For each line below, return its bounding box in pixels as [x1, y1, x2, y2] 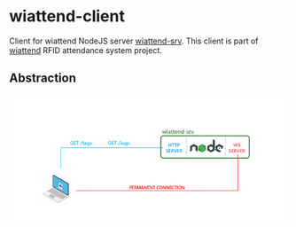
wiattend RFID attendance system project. [9, 44, 162, 55]
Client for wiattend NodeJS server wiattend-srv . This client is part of [9, 35, 259, 46]
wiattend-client [9, 6, 126, 27]
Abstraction [9, 71, 77, 86]
